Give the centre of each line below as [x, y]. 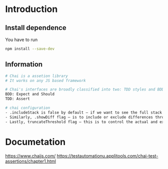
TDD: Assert [17, 99]
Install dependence [36, 28]
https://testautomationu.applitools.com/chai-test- [107, 155]
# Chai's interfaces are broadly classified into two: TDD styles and [80, 89]
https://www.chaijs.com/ [30, 155]
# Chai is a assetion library [37, 76]
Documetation [35, 142]
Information [24, 64]
